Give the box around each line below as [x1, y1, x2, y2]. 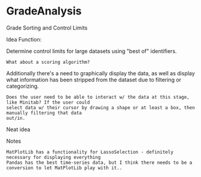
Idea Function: [6, 36, 42, 43]
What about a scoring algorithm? [6, 59, 90, 65]
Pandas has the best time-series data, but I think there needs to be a [6, 160, 193, 166]
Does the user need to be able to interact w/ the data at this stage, [6, 94, 190, 100]
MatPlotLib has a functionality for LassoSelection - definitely [6, 149, 173, 155]
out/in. [6, 115, 26, 121]
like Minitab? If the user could [6, 99, 90, 105]
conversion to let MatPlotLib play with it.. [6, 164, 122, 171]
